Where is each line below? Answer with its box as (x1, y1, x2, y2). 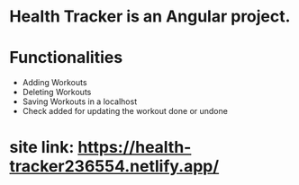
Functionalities (9, 48, 123, 68)
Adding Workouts (22, 77, 87, 88)
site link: (9, 137, 75, 158)
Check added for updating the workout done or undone (22, 106, 228, 117)
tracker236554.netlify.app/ (9, 156, 220, 177)
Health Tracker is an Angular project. (9, 6, 291, 27)
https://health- (77, 137, 192, 158)
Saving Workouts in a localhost (22, 96, 138, 107)
